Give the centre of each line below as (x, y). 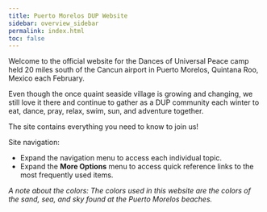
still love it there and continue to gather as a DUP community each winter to (134, 102)
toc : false (27, 38)
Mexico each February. (46, 78)
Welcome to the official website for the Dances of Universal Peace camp (129, 61)
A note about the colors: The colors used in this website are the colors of (130, 191)
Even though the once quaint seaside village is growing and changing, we (131, 94)
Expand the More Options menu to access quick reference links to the (137, 167)
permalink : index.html (46, 31)
